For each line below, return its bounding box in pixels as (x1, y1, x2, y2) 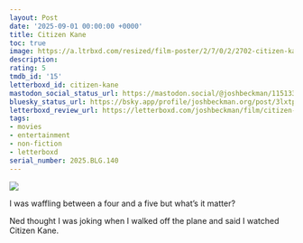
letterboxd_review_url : (9, 106, 99, 115)
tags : (9, 114, 30, 123)
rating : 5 (9, 64, 47, 73)
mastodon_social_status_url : (9, 89, 119, 98)
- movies (9, 123, 42, 132)
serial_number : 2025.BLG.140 (9, 155, 119, 165)
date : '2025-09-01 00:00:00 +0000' (9, 22, 143, 31)
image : (9, 47, 34, 56)
